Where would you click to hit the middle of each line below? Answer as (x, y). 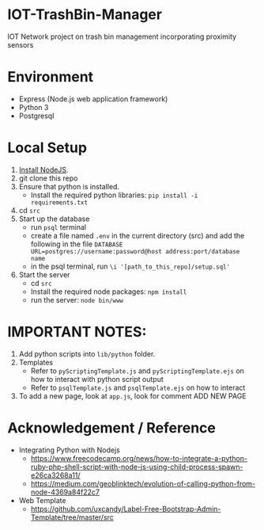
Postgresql (36, 116)
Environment (51, 77)
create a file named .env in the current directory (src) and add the (138, 235)
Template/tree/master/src (72, 517)
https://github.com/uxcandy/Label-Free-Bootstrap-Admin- (126, 509)
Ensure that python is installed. (69, 186)
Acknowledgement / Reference (112, 427)
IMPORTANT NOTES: (77, 332)
